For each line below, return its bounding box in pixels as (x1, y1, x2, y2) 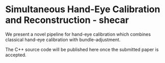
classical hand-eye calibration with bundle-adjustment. (5, 37, 121, 43)
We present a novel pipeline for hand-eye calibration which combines (5, 31, 151, 37)
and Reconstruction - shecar (5, 14, 129, 26)
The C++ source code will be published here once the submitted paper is (5, 46, 159, 52)
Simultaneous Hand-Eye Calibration (5, 4, 160, 15)
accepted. (5, 52, 26, 58)
